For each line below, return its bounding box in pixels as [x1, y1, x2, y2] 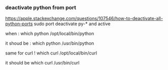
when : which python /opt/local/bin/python [5, 31, 95, 37]
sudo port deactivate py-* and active [33, 21, 111, 27]
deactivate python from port [5, 4, 76, 11]
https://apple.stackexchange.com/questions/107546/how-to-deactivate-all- [5, 16, 163, 22]
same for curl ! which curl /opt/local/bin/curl [5, 50, 97, 56]
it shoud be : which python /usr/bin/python [5, 40, 95, 46]
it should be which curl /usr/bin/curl [5, 60, 80, 66]
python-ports [5, 21, 33, 27]
